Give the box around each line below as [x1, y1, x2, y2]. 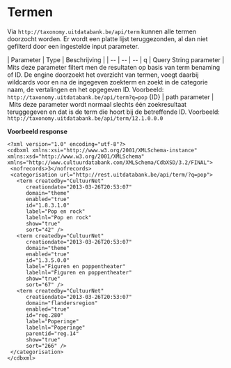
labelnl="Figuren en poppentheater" [25, 269, 132, 276]
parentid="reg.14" [25, 330, 79, 337]
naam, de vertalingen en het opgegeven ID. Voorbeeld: [7, 85, 164, 94]
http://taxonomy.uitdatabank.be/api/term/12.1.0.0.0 [7, 115, 164, 122]
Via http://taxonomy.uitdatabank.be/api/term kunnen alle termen [7, 27, 197, 36]
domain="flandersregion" [25, 300, 98, 307]
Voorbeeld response [7, 127, 67, 135]
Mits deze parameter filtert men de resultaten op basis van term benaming [7, 63, 221, 71]
